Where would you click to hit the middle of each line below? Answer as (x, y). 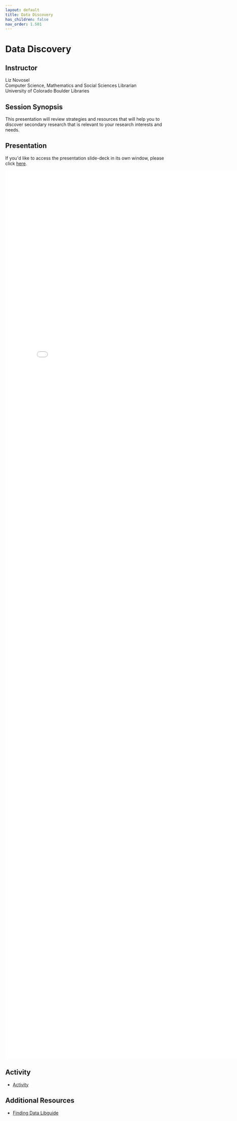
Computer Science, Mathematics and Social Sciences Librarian (71, 86)
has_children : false (27, 19)
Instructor (22, 68)
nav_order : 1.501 (24, 24)
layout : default (22, 10)
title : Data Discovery (29, 15)
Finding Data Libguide (35, 1113)
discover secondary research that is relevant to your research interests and (84, 124)
